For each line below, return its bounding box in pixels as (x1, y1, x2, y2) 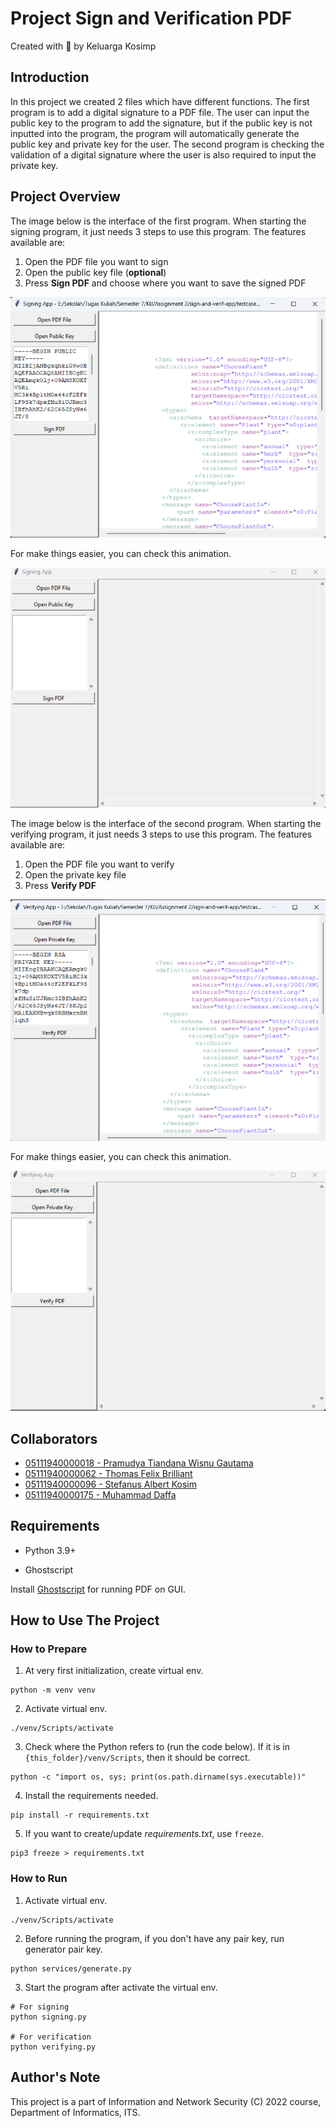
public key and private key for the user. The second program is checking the (10, 138, 325, 150)
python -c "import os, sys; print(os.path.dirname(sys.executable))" (10, 1772, 307, 1782)
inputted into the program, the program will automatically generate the (10, 127, 300, 139)
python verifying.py (10, 2042, 97, 2052)
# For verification (10, 2032, 92, 2042)
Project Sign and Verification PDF (10, 7, 293, 30)
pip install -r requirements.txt (10, 1810, 150, 1821)
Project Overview (10, 188, 121, 206)
